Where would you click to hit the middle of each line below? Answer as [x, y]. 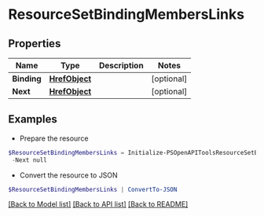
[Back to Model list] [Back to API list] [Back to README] [98, 204]
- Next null [29, 160]
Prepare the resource [54, 138]
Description [121, 66]
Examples [33, 119]
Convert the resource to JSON [68, 175]
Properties [35, 44]
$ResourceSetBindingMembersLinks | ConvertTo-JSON [93, 189]
